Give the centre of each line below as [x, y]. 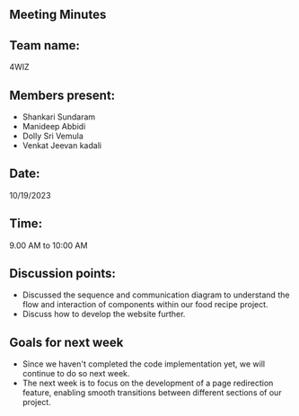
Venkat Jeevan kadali [62, 146]
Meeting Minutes [58, 15]
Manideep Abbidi [54, 127]
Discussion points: [63, 274]
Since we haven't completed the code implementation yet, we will [144, 364]
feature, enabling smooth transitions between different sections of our [152, 393]
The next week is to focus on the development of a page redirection [148, 383]
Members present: [62, 95]
